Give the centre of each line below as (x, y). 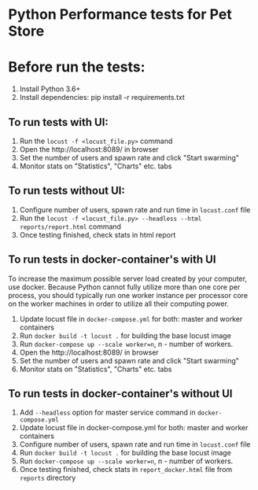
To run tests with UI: (58, 122)
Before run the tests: (77, 67)
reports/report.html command (70, 227)
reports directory (48, 478)
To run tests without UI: (67, 191)
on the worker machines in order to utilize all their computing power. (119, 304)
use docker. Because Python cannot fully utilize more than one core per (124, 287)
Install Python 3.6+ (50, 89)
